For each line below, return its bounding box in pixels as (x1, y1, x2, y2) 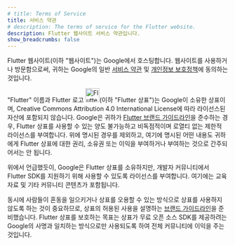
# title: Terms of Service (7, 10, 86, 17)
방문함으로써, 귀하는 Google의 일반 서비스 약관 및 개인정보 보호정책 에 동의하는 (14, 65, 228, 73)
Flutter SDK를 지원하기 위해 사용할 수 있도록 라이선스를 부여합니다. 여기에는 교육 (7, 172, 227, 181)
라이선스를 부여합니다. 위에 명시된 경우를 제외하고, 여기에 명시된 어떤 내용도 (7, 131, 213, 139)
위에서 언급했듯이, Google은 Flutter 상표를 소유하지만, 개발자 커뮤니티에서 (7, 163, 210, 171)
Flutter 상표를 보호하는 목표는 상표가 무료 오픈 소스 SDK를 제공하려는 (39, 213, 227, 221)
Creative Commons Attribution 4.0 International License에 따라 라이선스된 (16, 104, 226, 113)
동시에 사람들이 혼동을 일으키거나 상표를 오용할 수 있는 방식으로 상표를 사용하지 (7, 195, 223, 204)
